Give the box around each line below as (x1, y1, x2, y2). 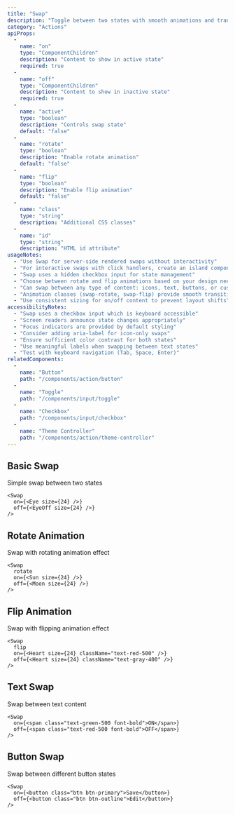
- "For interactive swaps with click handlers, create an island (13, 264, 208, 271)
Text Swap (7, 681, 55, 693)
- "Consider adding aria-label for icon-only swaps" (13, 330, 171, 337)
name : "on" (20, 43, 52, 50)
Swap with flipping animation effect (7, 624, 110, 632)
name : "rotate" (20, 141, 64, 148)
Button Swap (7, 751, 64, 763)
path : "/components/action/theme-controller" (20, 434, 155, 441)
